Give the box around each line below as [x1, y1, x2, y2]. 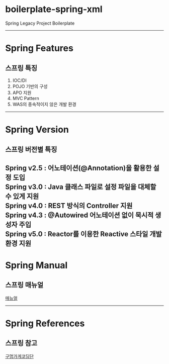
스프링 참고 [5, 339, 38, 347]
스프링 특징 [5, 64, 38, 72]
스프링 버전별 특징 [5, 145, 57, 154]
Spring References [5, 318, 85, 329]
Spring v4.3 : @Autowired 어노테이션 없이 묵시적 [5, 211, 154, 219]
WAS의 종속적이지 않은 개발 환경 [12, 101, 76, 107]
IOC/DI [12, 77, 27, 83]
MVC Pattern [12, 95, 39, 101]
